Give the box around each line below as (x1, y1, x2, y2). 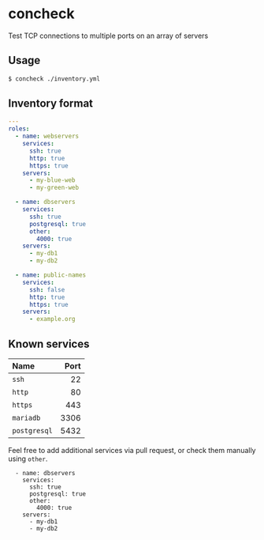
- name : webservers (15, 132, 80, 141)
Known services (8, 337, 90, 350)
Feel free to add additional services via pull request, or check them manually (8, 446, 256, 455)
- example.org (28, 315, 76, 323)
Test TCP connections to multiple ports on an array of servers (8, 31, 209, 40)
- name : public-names (15, 271, 87, 279)
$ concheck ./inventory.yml (8, 74, 101, 83)
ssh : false (28, 285, 65, 293)
